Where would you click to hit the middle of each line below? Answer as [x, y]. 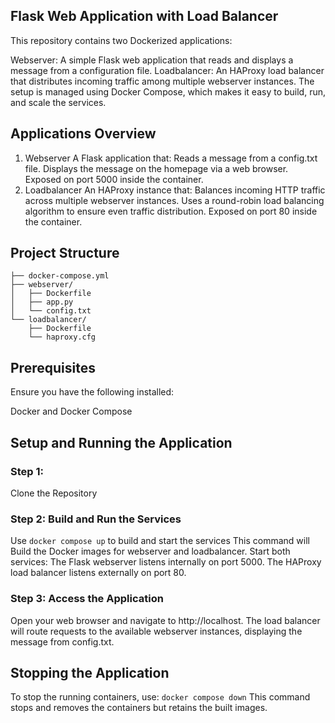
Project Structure [65, 253]
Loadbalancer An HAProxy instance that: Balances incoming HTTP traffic [175, 190]
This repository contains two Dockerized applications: [121, 40]
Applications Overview [83, 134]
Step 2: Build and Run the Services [96, 519]
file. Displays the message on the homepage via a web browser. [156, 168]
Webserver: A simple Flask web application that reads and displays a [152, 60]
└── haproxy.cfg [62, 337]
